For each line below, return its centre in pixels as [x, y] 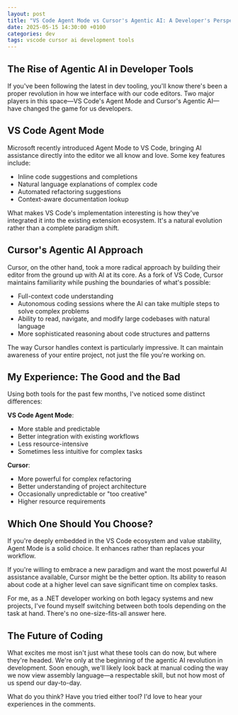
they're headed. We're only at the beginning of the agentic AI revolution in [115, 660]
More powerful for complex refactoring [74, 479]
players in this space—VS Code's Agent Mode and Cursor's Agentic [107, 101]
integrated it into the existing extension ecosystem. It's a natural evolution [115, 220]
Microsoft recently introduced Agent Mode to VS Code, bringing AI [104, 148]
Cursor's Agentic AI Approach [75, 250]
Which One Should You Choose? [80, 524]
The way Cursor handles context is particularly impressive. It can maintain [115, 347]
